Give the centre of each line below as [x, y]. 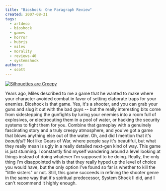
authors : [14, 65]
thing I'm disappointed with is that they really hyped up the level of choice [81, 162]
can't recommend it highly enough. [41, 183]
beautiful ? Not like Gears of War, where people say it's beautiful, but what [81, 141]
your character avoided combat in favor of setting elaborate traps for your [81, 99]
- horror [19, 38]
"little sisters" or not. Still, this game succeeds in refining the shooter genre [82, 172]
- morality [21, 51]
